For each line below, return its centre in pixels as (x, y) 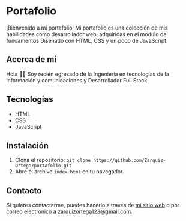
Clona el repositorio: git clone (53, 160)
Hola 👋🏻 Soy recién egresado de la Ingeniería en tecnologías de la (88, 74)
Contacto (24, 191)
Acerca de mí (31, 59)
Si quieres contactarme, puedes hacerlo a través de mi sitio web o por (93, 205)
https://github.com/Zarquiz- (129, 161)
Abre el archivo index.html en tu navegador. (69, 172)
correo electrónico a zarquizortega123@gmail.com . (70, 211)
